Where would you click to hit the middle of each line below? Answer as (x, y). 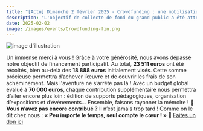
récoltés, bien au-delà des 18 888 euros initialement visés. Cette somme (97, 71)
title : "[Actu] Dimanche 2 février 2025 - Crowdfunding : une (86, 12)
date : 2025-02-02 (28, 23)
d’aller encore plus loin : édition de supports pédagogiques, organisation (96, 96)
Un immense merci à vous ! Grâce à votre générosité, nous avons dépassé (99, 57)
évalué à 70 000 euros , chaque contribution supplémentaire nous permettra (101, 90)
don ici (14, 122)
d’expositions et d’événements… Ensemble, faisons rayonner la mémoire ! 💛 (100, 103)
